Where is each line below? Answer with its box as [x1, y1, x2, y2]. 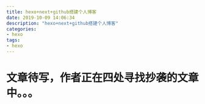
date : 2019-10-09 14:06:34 [6, 15, 75, 21]
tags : [6, 37, 20, 43]
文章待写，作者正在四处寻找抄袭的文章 [6, 71, 200, 85]
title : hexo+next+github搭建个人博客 [6, 9, 97, 15]
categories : [6, 26, 37, 32]
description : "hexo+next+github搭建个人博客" [6, 20, 119, 26]
